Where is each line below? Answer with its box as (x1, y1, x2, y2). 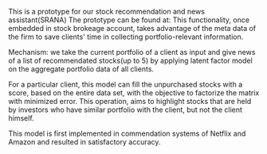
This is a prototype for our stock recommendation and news (8, 7, 206, 16)
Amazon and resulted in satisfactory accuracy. (8, 137, 161, 146)
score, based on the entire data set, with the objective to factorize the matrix (8, 88, 260, 98)
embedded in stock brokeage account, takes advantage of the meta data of (8, 24, 257, 33)
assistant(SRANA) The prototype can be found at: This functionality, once (8, 15, 249, 25)
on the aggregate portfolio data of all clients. (8, 64, 154, 74)
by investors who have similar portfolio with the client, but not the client (8, 105, 243, 114)
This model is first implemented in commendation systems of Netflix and (8, 129, 246, 138)
